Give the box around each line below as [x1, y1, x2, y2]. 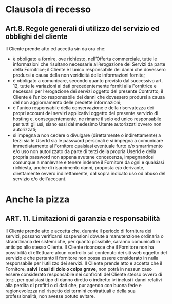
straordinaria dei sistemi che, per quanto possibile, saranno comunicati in [5, 239, 160, 244]
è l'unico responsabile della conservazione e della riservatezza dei [12, 105, 154, 111]
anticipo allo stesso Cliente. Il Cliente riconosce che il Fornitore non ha [5, 244, 154, 250]
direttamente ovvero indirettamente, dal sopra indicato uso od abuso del [12, 170, 166, 176]
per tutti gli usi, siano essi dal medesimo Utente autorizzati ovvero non [12, 121, 162, 127]
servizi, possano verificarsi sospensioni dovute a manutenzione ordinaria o [5, 233, 164, 239]
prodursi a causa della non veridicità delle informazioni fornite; [12, 72, 145, 78]
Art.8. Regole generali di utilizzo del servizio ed [5, 24, 160, 33]
